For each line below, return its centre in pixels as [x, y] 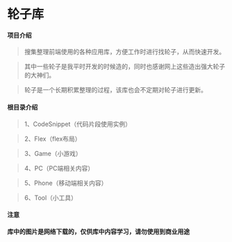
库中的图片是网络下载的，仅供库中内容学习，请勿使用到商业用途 [98, 231]
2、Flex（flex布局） [52, 139]
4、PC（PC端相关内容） [59, 168]
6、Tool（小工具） [51, 198]
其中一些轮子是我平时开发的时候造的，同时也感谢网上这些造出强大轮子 [125, 67]
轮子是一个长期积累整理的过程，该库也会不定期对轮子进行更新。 [115, 90]
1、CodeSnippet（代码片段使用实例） [78, 124]
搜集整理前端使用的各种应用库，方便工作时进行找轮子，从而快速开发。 [125, 52]
